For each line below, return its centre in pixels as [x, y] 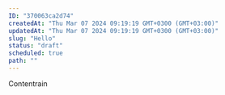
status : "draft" [36, 46]
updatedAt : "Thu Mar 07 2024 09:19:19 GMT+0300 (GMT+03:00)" [114, 31]
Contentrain [28, 83]
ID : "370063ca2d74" [41, 16]
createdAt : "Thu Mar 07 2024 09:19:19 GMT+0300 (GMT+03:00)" [114, 23]
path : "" [23, 61]
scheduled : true [36, 53]
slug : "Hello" [32, 38]
